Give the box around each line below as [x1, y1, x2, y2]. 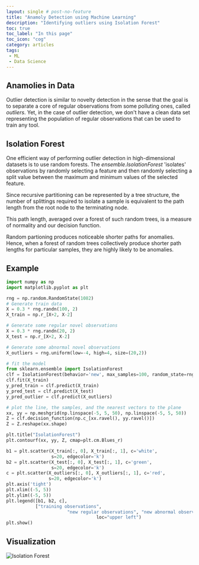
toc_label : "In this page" [6, 31, 73, 37]
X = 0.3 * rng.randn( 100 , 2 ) [6, 306, 78, 312]
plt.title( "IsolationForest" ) [6, 432, 81, 438]
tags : [6, 48, 20, 54]
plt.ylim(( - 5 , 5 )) [6, 492, 52, 498]
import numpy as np [6, 279, 54, 285]
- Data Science [8, 58, 46, 64]
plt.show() [6, 520, 33, 526]
